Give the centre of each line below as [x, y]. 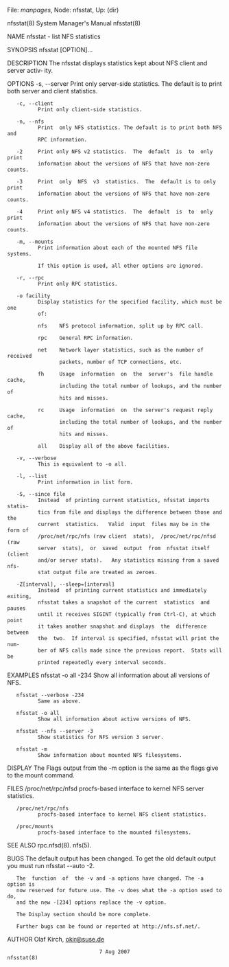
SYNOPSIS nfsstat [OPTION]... [50, 50]
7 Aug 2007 [114, 952]
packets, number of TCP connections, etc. [121, 362]
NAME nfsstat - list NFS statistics [54, 36]
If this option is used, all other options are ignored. [121, 266]
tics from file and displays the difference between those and [130, 512]
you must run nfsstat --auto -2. [51, 866]
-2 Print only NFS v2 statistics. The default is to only [114, 152]
